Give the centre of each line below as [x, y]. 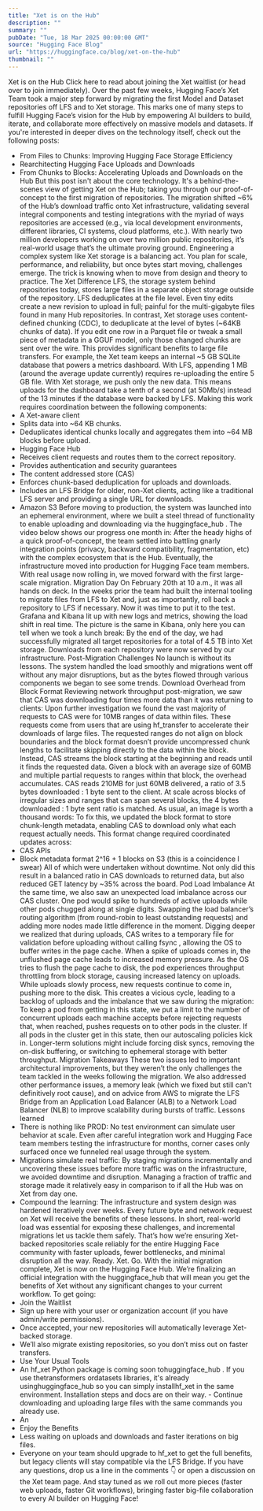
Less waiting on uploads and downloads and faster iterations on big [129, 1436]
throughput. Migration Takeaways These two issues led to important [130, 1060]
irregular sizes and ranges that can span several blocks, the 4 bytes [129, 800]
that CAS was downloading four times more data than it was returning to [136, 700]
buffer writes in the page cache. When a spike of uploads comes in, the [135, 951]
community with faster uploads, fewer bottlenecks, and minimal [122, 1252]
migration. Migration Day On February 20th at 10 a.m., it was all [141, 582]
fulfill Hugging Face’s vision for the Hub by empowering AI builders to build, [130, 115]
